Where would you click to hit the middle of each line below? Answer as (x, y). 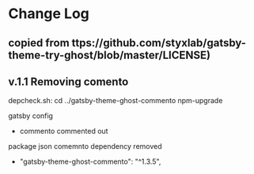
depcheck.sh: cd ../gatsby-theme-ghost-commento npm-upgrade (116, 101)
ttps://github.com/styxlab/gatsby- (159, 43)
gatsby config (31, 116)
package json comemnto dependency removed (85, 146)
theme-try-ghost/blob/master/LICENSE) (110, 55)
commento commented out (64, 131)
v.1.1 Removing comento (68, 81)
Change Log (49, 14)
